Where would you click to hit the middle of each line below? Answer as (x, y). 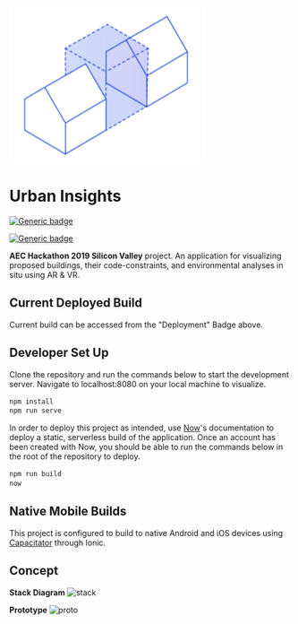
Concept (34, 571)
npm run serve (36, 411)
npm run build (36, 474)
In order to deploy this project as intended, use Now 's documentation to (142, 428)
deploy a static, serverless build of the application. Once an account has (142, 438)
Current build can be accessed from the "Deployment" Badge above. (136, 325)
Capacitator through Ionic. (57, 542)
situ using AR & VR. (45, 274)
